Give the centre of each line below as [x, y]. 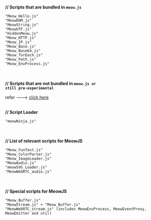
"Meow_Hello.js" [22, 16]
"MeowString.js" [22, 25]
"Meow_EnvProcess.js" [27, 64]
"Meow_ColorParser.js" [28, 154]
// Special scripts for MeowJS [36, 191]
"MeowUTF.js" [19, 29]
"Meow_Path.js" [21, 59]
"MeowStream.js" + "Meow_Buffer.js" [43, 205]
